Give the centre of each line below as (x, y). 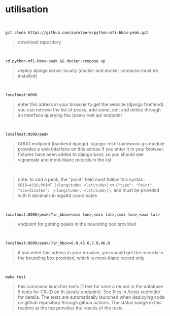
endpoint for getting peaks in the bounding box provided (77, 224)
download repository (39, 42)
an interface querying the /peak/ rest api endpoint (70, 115)
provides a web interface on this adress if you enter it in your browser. (91, 149)
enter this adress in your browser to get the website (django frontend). (91, 104)
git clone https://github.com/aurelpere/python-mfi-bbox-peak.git (77, 32)
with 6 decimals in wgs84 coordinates (57, 195)
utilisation (27, 9)
